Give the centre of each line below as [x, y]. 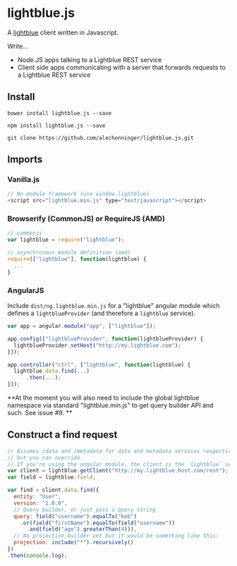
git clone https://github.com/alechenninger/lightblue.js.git [101, 138]
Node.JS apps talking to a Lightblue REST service [90, 60]
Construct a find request [62, 435]
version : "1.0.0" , [41, 503]
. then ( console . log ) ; [38, 555]
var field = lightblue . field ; [52, 477]
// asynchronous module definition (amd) [69, 253]
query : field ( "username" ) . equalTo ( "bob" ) [75, 516]
